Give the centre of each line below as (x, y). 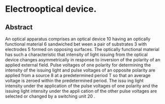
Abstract (19, 27)
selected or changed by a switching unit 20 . (50, 96)
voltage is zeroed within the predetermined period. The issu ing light (74, 80)
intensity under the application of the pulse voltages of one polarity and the (82, 86)
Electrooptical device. (51, 9)
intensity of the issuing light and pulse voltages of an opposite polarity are (80, 70)
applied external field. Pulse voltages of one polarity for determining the (78, 65)
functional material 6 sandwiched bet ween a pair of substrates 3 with (76, 44)
